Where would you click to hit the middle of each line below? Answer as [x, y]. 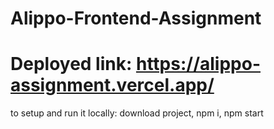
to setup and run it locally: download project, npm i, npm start [137, 113]
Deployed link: [71, 64]
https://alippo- [198, 64]
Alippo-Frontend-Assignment [136, 18]
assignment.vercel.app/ [112, 85]
